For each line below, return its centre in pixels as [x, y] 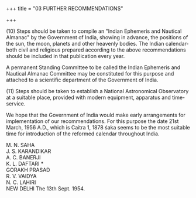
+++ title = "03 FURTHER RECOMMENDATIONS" [65, 8]
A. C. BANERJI [23, 157]
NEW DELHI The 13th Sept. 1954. [46, 189]
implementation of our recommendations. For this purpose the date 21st [92, 121]
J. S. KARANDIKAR [29, 151]
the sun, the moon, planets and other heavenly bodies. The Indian [85, 44]
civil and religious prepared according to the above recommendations [102, 50]
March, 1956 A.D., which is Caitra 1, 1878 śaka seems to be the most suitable [98, 127]
